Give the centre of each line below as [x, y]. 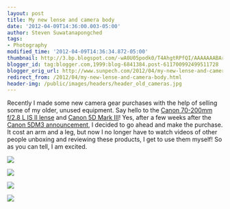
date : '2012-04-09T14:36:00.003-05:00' [64, 26]
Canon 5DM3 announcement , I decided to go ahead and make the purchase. [115, 125]
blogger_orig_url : [33, 71]
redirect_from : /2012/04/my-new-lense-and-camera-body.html [95, 77]
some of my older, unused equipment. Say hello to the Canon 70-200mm [110, 110]
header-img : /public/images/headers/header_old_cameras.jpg [95, 84]
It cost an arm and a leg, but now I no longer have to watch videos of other [112, 132]
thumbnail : [23, 58]
